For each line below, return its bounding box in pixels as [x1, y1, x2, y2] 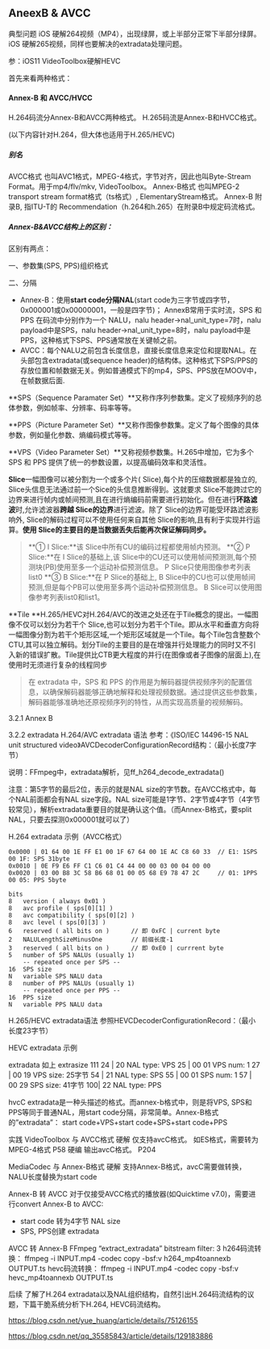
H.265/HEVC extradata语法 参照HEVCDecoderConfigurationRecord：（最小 [8, 1015, 256, 1025]
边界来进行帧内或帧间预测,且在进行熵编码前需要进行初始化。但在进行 [8, 494, 237, 504]
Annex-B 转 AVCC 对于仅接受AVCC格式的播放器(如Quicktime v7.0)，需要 [8, 1189, 249, 1198]
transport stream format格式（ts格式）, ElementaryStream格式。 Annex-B [8, 191, 254, 201]
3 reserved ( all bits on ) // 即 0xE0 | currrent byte [8, 943, 224, 952]
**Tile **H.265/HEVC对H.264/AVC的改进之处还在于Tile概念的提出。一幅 [8, 609, 252, 619]
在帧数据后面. [19, 375, 65, 385]
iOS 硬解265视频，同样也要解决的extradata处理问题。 [8, 39, 187, 48]
